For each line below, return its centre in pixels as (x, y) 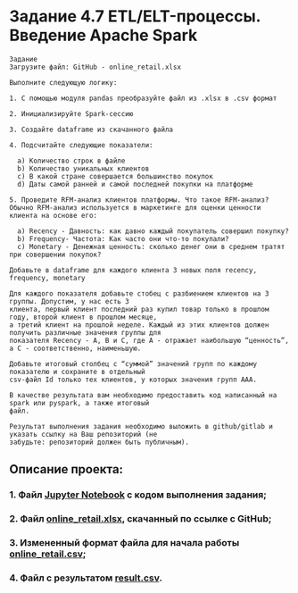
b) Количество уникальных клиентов (83, 168)
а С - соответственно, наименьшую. (75, 348)
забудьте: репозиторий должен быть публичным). (99, 442)
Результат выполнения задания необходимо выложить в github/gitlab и (141, 426)
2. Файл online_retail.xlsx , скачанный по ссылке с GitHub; (141, 519)
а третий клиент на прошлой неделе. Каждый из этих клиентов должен (139, 325)
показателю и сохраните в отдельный (77, 372)
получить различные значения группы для (86, 332)
